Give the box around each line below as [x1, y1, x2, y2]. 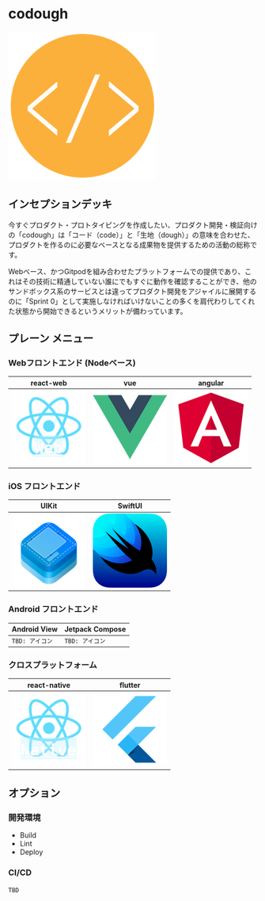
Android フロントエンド [8, 604, 99, 615]
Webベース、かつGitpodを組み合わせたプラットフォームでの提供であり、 [8, 266, 245, 276]
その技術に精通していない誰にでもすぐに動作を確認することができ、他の [21, 277, 257, 286]
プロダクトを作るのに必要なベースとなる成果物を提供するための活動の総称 [8, 239, 251, 250]
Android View [11, 624, 58, 634]
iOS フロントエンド [8, 480, 81, 491]
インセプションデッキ [8, 197, 112, 211]
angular [197, 378, 225, 388]
